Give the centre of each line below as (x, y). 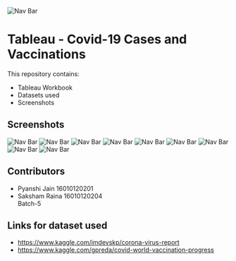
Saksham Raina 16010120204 (60, 196)
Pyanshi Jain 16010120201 (55, 188)
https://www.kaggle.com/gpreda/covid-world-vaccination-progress (116, 250)
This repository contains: (43, 73)
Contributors (36, 172)
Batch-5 (29, 203)
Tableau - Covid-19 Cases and (97, 40)
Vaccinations (46, 55)
